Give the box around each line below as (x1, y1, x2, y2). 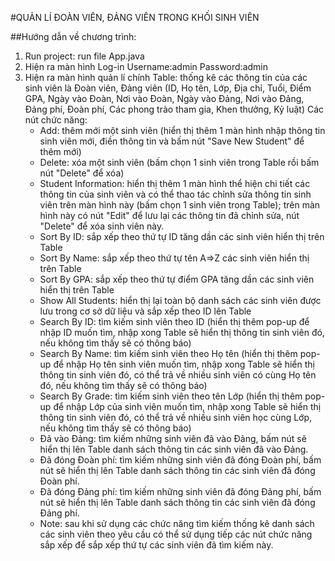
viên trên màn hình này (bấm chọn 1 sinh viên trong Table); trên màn (39, 199, 321, 211)
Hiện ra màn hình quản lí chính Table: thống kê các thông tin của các (24, 72, 308, 83)
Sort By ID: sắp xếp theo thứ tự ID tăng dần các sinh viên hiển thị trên (39, 231, 325, 242)
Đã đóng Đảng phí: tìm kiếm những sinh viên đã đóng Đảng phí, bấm (39, 486, 322, 497)
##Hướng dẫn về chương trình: (10, 31, 137, 42)
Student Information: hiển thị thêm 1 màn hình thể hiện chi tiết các (39, 178, 311, 189)
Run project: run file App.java (24, 50, 145, 62)
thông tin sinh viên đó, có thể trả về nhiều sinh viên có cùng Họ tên (39, 369, 317, 381)
